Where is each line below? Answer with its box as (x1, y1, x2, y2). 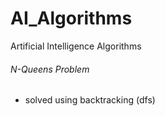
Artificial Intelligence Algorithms (10, 40, 142, 52)
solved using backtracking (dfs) (24, 94, 156, 106)
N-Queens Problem (10, 63, 90, 75)
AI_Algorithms (10, 7, 133, 30)
